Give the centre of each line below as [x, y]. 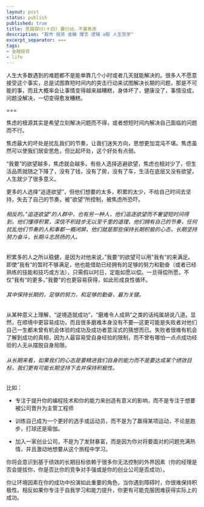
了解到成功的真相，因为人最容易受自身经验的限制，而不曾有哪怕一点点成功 [99, 338]
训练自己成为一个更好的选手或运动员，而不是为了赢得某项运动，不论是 [103, 421]
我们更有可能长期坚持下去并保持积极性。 [67, 367]
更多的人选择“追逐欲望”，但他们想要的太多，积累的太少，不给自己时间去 [96, 191]
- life [15, 57]
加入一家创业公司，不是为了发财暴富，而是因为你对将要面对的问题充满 [103, 441]
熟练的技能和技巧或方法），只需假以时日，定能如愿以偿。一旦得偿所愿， [95, 272]
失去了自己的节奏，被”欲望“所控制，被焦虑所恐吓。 [80, 199]
